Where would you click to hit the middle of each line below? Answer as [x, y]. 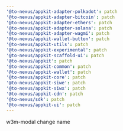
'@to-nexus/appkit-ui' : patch [43, 105]
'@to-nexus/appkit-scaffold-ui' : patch [55, 55]
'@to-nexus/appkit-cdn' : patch [45, 94]
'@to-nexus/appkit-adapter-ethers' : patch [59, 22]
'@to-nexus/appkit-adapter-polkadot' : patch [62, 12]
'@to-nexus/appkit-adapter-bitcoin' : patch [61, 17]
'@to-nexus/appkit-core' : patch [46, 77]
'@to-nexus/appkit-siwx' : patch [46, 89]
